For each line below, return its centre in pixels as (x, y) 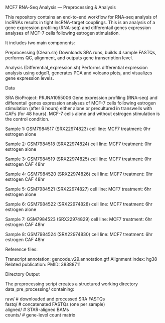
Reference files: (22, 249)
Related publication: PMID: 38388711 (43, 264)
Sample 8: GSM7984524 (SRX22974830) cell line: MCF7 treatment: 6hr (79, 234)
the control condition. (27, 119)
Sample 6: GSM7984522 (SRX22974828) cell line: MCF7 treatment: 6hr (79, 204)
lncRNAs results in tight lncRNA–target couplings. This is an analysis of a (80, 22)
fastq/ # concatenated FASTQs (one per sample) (55, 304)
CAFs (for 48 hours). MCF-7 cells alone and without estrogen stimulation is (82, 114)
